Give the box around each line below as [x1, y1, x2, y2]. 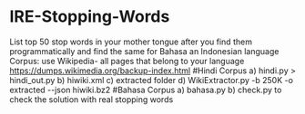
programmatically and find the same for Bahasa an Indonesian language [9, 45, 280, 56]
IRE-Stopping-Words [9, 6, 170, 27]
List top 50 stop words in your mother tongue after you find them [9, 36, 253, 47]
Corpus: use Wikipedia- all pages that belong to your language [9, 55, 245, 66]
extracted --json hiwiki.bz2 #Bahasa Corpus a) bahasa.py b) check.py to [9, 84, 282, 95]
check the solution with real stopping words [9, 93, 174, 105]
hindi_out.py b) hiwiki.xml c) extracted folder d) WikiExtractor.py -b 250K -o [9, 74, 294, 85]
